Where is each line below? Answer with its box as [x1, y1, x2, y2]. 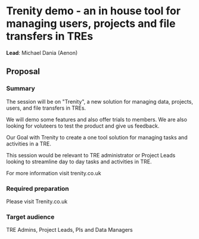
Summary [6, 85, 36, 93]
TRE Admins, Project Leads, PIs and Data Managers [6, 226, 133, 234]
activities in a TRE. [6, 140, 52, 147]
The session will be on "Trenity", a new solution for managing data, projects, [6, 98, 194, 105]
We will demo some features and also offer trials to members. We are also [6, 116, 188, 123]
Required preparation [6, 184, 70, 193]
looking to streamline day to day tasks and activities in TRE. [6, 158, 152, 165]
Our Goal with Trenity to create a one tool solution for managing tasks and [6, 134, 188, 141]
